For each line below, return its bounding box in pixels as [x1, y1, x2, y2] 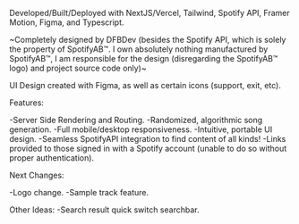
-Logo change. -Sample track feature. [9, 187, 149, 197]
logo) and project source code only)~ [9, 62, 147, 73]
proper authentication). [9, 153, 95, 163]
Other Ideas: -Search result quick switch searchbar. [9, 204, 200, 215]
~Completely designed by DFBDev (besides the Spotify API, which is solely [9, 35, 286, 45]
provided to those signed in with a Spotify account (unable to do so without [9, 143, 287, 153]
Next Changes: [9, 170, 64, 180]
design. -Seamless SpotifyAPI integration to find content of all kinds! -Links [9, 134, 286, 144]
